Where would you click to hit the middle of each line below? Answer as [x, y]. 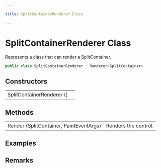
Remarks [19, 160]
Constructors [26, 81]
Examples [21, 143]
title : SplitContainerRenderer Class [44, 14]
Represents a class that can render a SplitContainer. [58, 57]
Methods [19, 112]
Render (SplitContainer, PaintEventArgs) [55, 126]
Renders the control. [130, 126]
